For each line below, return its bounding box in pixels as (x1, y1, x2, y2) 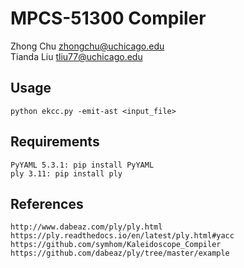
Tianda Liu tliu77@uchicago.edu (10, 50, 143, 62)
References (10, 195, 84, 212)
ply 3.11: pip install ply (10, 168, 123, 179)
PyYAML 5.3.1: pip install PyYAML (10, 160, 155, 170)
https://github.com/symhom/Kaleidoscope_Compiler (10, 240, 222, 250)
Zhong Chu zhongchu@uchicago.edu (10, 40, 165, 52)
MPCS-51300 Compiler (10, 7, 207, 30)
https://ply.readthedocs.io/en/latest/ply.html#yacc (10, 231, 235, 241)
